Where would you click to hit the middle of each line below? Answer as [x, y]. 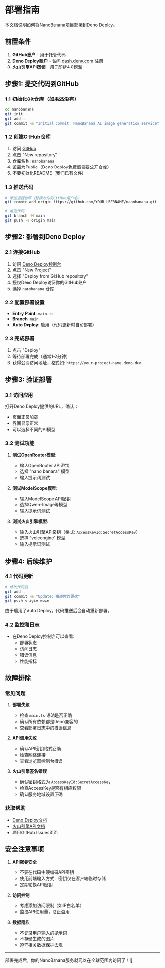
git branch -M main [25, 216]
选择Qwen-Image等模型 [43, 505]
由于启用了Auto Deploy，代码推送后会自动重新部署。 [58, 611]
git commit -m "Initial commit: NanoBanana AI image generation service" [82, 124]
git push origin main [27, 601]
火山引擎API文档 [29, 826]
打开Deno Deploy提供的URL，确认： [42, 406]
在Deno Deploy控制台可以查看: [43, 636]
